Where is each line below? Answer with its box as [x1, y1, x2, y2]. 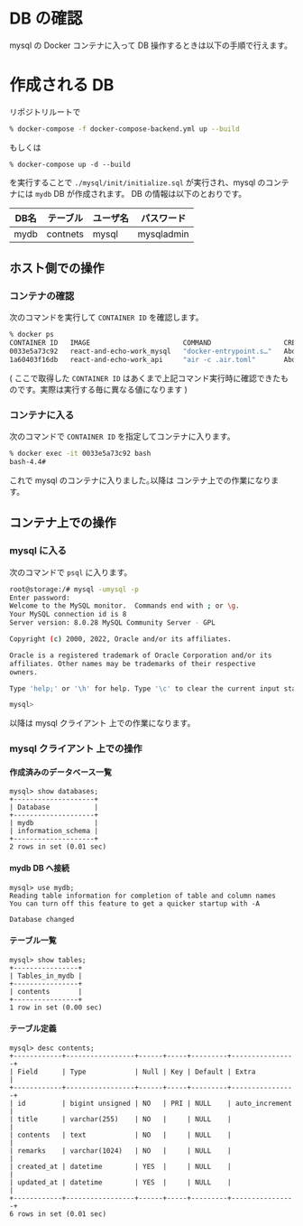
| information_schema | [9, 827, 99, 836]
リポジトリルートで [9, 106, 81, 117]
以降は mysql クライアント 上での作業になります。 [9, 718, 196, 729]
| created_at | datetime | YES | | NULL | [9, 1162, 232, 1172]
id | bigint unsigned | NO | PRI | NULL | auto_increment [17, 1099, 293, 1109]
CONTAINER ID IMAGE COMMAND [9, 339, 212, 348]
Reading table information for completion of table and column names [9, 891, 277, 900]
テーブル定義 [9, 1023, 57, 1034]
